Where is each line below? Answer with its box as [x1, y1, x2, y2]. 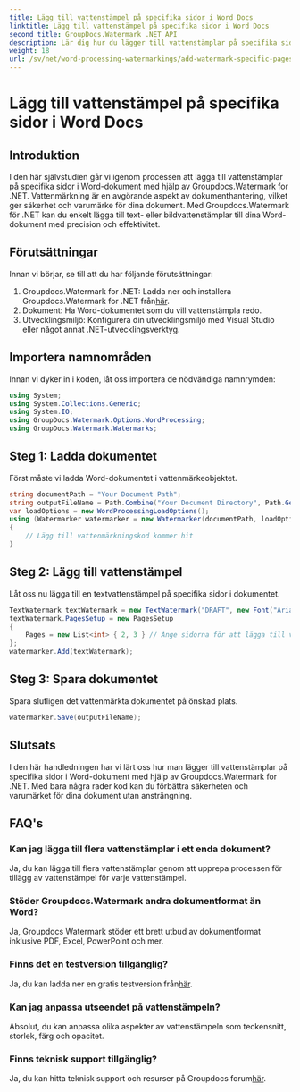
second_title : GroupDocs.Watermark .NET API [9, 30, 178, 38]
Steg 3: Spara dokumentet [9, 672, 159, 687]
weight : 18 [9, 47, 50, 55]
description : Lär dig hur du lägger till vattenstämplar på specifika [9, 38, 278, 47]
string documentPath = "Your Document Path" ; [9, 489, 181, 499]
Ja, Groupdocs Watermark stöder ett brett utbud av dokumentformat [9, 927, 262, 937]
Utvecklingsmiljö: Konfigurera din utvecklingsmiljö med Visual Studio [21, 314, 275, 325]
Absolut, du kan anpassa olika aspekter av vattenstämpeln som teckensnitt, [9, 1021, 287, 1032]
